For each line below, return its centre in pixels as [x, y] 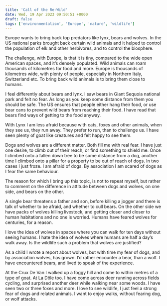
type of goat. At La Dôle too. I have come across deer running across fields [82, 278]
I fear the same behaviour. [32, 172]
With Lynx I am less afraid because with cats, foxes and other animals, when [83, 125]
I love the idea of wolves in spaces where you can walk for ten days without [83, 232]
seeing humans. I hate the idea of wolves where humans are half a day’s [79, 237]
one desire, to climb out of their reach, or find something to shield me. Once [83, 150]
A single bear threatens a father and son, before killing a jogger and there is [83, 202]
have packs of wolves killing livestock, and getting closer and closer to [78, 212]
